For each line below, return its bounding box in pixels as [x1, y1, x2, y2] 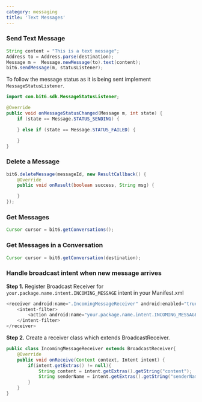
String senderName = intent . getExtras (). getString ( [38, 374, 171, 380]
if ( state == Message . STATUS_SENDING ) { [17, 116, 120, 122]
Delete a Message [6, 157, 60, 166]
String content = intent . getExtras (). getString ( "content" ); [38, 368, 192, 374]
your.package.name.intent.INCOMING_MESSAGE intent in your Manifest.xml [6, 289, 184, 296]
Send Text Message [6, 34, 66, 43]
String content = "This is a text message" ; [6, 48, 120, 54]
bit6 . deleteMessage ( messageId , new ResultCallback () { [6, 171, 147, 177]
